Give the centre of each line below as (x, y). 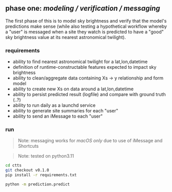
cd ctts (14, 166)
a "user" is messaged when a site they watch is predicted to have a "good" (85, 32)
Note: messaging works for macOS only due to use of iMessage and (90, 141)
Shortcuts (28, 146)
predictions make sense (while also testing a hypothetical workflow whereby (86, 26)
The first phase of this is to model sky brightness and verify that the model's (86, 21)
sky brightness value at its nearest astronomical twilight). (66, 37)
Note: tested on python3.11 (46, 156)
